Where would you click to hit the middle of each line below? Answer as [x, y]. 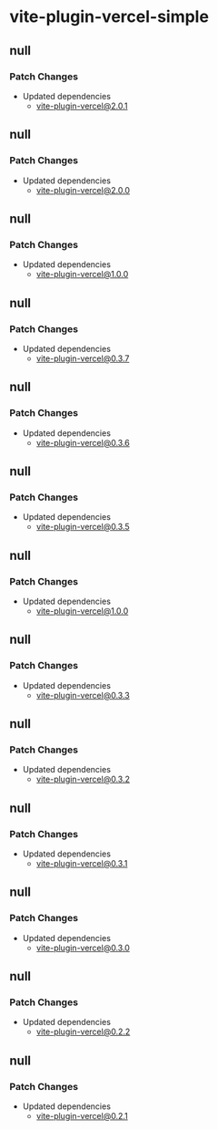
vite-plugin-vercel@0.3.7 [83, 358]
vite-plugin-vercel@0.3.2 [83, 779]
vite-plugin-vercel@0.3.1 [82, 864]
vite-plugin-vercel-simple [109, 17]
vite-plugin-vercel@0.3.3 [83, 695]
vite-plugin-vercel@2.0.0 [83, 190]
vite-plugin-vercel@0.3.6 [83, 442]
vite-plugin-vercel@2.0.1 [82, 106]
